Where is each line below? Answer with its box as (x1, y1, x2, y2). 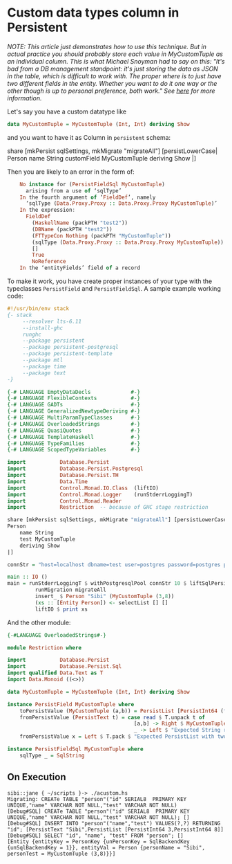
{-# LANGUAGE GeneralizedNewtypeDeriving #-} (7, 408, 140, 415)
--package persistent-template (22, 350, 113, 357)
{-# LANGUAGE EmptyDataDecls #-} (7, 388, 140, 395)
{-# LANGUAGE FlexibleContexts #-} (7, 395, 140, 402)
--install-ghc (22, 324, 64, 332)
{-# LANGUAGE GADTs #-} (7, 402, 140, 408)
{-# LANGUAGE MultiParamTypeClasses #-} (7, 414, 140, 422)
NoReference (32, 258, 67, 265)
